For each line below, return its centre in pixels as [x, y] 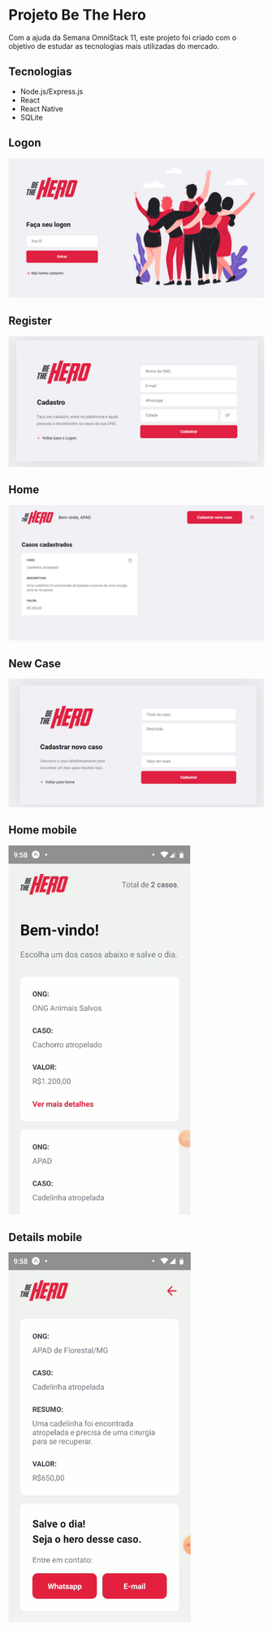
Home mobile [43, 830]
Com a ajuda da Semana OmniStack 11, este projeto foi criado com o [123, 37]
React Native [41, 108]
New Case [35, 664]
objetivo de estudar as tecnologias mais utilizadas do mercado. [114, 46]
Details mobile [45, 1237]
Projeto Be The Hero [77, 15]
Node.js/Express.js [52, 91]
